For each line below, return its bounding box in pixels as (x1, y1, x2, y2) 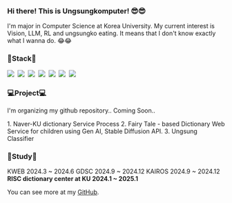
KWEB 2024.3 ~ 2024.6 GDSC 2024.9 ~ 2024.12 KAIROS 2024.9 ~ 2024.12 (7, 167, 220, 175)
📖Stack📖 (7, 54, 37, 64)
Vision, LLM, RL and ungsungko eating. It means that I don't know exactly (7, 29, 216, 37)
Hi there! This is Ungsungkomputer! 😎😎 (7, 6, 146, 16)
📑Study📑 (7, 151, 37, 161)
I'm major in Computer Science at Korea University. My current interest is (7, 22, 215, 30)
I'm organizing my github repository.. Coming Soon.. (7, 106, 155, 115)
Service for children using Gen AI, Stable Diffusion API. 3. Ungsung (7, 127, 198, 135)
